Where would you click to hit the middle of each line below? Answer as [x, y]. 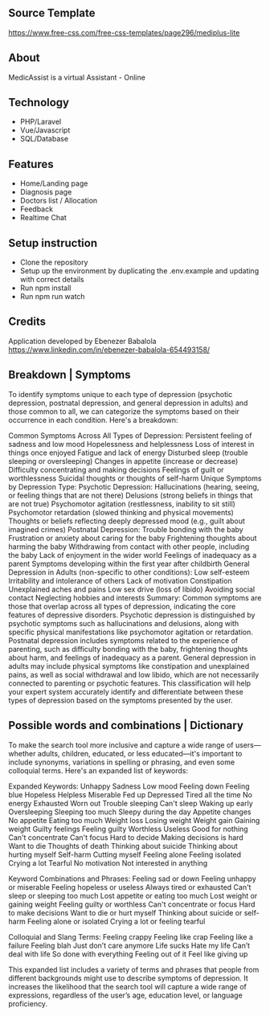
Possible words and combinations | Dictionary [126, 725]
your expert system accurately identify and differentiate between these [126, 691]
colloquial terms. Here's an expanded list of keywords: [98, 770]
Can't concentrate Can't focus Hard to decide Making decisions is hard [126, 837]
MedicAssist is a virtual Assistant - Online [77, 77]
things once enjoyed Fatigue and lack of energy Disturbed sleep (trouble [128, 453]
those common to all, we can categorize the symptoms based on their [124, 411]
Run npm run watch [53, 297]
